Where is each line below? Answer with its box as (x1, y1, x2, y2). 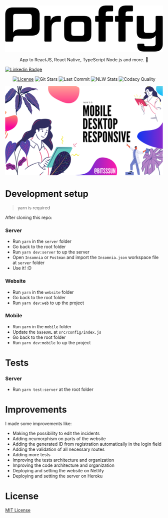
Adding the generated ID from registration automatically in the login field (12, 441, 161, 447)
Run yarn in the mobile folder (12, 323, 71, 329)
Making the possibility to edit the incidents (12, 430, 100, 437)
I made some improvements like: (5, 421, 72, 427)
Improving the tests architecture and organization (12, 457, 114, 463)
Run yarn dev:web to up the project (12, 300, 84, 306)
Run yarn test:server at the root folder (12, 386, 94, 393)
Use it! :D (12, 265, 31, 271)
